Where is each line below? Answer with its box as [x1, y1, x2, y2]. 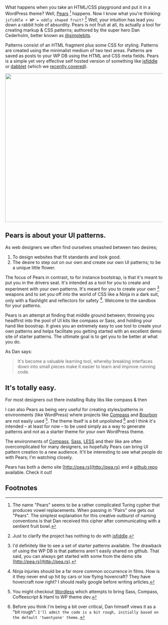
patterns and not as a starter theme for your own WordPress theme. [5, 428, 145, 435]
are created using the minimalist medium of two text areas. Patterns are [5, 48, 152, 54]
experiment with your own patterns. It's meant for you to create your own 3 [5, 285, 159, 292]
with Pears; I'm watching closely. [5, 454, 73, 460]
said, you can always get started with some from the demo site [12, 553, 142, 559]
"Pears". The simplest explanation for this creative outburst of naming [12, 512, 156, 518]
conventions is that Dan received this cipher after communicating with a [12, 518, 161, 524]
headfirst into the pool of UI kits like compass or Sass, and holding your [5, 318, 152, 324]
